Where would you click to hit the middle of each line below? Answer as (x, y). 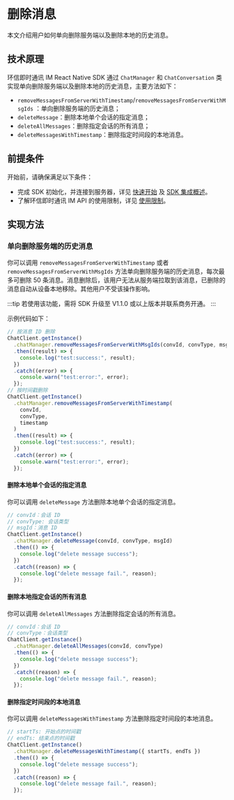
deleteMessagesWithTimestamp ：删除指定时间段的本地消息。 (102, 134)
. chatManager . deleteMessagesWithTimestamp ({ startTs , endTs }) (107, 752)
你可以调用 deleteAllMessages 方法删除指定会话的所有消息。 (93, 613)
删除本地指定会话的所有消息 (47, 596)
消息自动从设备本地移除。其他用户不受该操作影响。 (80, 289)
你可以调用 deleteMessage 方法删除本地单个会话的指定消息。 (93, 502)
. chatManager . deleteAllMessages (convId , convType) (88, 646)
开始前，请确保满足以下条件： (50, 177)
